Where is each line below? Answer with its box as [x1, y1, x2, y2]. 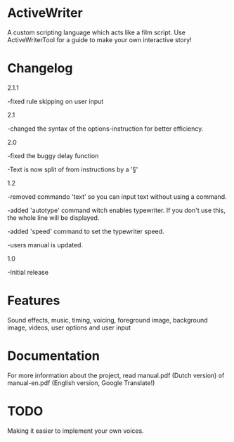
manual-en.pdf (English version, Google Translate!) [7, 378, 155, 387]
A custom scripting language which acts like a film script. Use [7, 28, 186, 37]
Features [7, 293, 60, 308]
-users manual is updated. [7, 240, 83, 249]
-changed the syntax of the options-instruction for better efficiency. [7, 124, 204, 133]
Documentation [7, 348, 100, 363]
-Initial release [7, 268, 49, 276]
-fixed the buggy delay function [7, 151, 99, 160]
